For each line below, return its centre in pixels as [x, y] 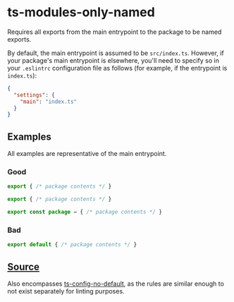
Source [24, 266]
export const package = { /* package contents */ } [85, 212]
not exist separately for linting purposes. [66, 291]
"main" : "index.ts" [49, 102]
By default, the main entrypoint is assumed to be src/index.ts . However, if [116, 53]
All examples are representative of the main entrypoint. [87, 154]
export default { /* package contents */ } [72, 245]
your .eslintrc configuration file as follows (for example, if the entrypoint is [117, 68]
